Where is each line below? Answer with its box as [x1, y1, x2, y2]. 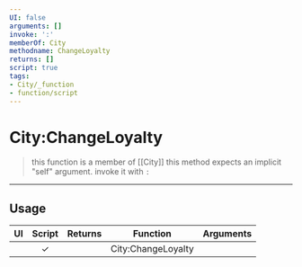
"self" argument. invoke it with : [31, 166, 150, 177]
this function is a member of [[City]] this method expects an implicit [31, 156, 281, 167]
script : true [9, 64, 58, 73]
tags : [9, 72, 30, 81]
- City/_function [9, 80, 75, 89]
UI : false [9, 13, 47, 22]
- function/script [9, 88, 78, 97]
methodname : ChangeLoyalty [9, 47, 111, 56]
